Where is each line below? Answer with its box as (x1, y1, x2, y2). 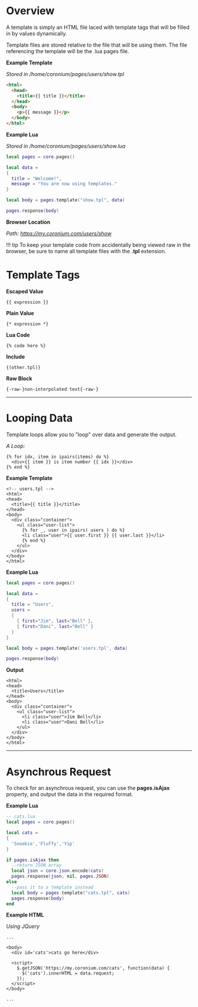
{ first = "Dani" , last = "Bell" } (16, 623, 94, 629)
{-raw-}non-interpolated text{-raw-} (6, 386, 99, 392)
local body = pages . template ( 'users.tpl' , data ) (6, 645, 128, 651)
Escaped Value (6, 287, 44, 295)
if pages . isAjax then (6, 857, 60, 863)
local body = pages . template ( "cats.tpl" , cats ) (11, 890, 131, 895)
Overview (6, 4, 55, 18)
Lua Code (6, 331, 31, 338)
